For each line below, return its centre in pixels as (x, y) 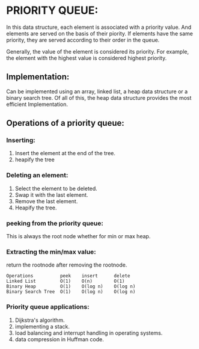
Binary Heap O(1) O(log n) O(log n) (71, 286)
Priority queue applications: (48, 307)
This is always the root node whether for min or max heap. (78, 236)
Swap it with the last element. (51, 195)
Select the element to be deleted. (56, 188)
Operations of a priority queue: (65, 123)
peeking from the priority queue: (55, 223)
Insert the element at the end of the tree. (65, 153)
